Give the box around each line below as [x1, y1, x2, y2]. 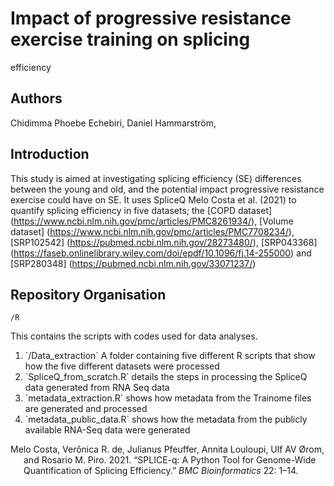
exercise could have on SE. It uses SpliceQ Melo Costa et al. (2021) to [10, 193, 297, 206]
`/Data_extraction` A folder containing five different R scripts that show [24, 350, 316, 362]
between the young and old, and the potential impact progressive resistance [10, 183, 325, 195]
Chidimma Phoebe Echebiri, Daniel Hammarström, [10, 117, 217, 129]
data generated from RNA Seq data [24, 382, 170, 394]
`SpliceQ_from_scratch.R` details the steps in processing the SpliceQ [24, 371, 308, 383]
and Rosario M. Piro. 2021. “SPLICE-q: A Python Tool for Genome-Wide [23, 454, 317, 466]
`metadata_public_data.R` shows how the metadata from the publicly [24, 413, 308, 426]
